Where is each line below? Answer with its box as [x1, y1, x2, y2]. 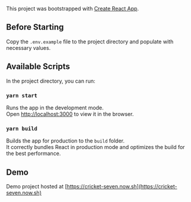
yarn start [6, 92, 37, 99]
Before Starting [6, 22, 64, 32]
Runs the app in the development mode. [6, 104, 104, 111]
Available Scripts [6, 62, 70, 72]
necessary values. [6, 44, 51, 51]
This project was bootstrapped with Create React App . [6, 5, 139, 12]
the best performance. [6, 150, 61, 157]
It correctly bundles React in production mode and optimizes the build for [6, 144, 185, 151]
